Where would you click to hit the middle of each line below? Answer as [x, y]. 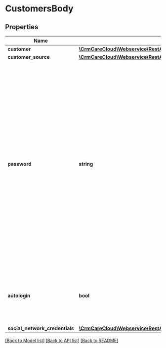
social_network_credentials [41, 328]
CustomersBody [39, 9]
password [20, 164]
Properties [22, 27]
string [86, 164]
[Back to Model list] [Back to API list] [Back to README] [62, 341]
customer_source [29, 57]
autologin [19, 296]
